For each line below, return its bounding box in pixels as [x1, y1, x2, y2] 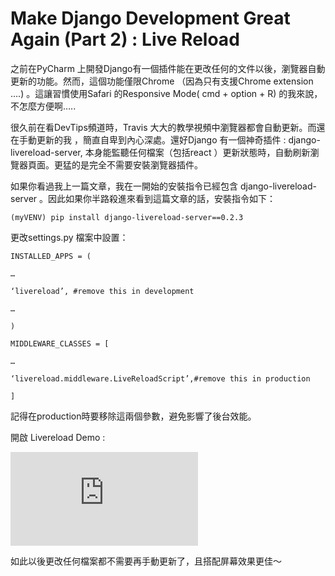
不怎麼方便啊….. [10, 100, 77, 112]
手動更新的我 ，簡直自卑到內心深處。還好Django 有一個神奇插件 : [18, 133, 287, 146]
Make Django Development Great [10, 7, 291, 30]
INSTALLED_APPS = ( [10, 251, 92, 261]
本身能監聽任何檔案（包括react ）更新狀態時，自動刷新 [84, 146, 311, 158]
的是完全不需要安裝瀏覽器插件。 [71, 158, 203, 171]
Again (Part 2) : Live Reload [10, 28, 240, 51]
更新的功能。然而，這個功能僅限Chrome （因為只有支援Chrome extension [10, 75, 314, 87]
